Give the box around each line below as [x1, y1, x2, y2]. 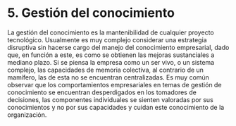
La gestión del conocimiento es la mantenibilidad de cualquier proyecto [7, 28, 214, 37]
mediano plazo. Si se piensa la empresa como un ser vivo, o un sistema [7, 58, 215, 66]
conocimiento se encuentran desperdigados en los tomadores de [7, 88, 197, 96]
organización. [7, 111, 47, 119]
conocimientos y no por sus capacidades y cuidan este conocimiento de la [7, 103, 225, 111]
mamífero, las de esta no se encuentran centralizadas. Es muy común [7, 73, 210, 82]
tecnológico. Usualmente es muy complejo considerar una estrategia [7, 35, 207, 44]
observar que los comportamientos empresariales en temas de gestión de [7, 80, 222, 89]
